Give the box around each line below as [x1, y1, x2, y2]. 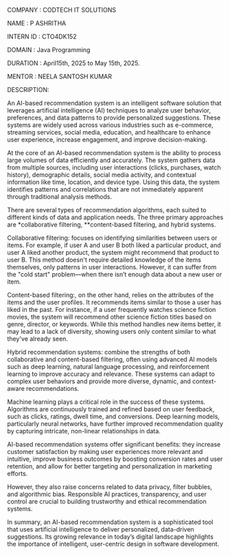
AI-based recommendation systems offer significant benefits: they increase [7, 440, 221, 449]
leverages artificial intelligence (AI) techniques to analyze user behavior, [7, 106, 211, 114]
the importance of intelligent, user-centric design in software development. [7, 540, 220, 548]
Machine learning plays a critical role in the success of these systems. [7, 398, 206, 406]
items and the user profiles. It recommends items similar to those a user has [7, 298, 222, 306]
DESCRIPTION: [7, 86, 49, 93]
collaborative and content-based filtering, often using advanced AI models [7, 355, 218, 363]
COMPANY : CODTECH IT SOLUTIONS [7, 6, 117, 14]
